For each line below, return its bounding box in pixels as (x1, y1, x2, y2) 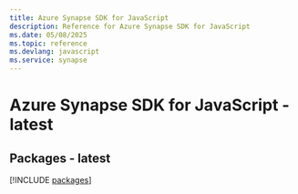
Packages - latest (9, 150, 111, 166)
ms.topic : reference (9, 38, 88, 48)
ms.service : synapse (9, 56, 88, 65)
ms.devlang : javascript (9, 47, 100, 56)
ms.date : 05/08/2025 (9, 30, 88, 39)
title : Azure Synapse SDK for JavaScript (9, 13, 170, 23)
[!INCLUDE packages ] (9, 175, 92, 185)
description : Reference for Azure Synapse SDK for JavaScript (9, 22, 251, 31)
